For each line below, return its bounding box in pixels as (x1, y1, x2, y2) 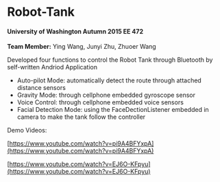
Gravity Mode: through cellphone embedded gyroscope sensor (16, 91, 195, 100)
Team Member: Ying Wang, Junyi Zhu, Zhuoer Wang (7, 43, 156, 51)
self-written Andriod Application (7, 63, 98, 71)
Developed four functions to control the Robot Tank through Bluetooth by (7, 56, 213, 64)
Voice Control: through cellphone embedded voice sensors (16, 98, 184, 106)
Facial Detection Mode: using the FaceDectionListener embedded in (16, 106, 209, 114)
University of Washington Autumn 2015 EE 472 (7, 27, 144, 35)
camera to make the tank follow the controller (16, 113, 146, 121)
